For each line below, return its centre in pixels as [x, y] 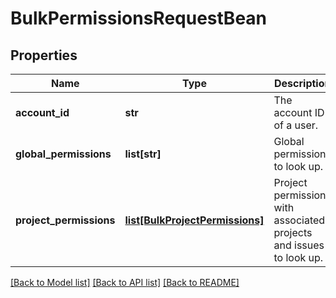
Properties [44, 55]
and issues [299, 245]
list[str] [143, 154]
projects [293, 232]
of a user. [296, 125]
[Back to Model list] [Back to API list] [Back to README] [125, 282]
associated [299, 220]
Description [303, 83]
